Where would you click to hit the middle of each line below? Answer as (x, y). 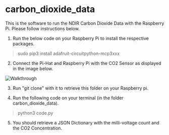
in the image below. (33, 69)
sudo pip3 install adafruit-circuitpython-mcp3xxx (69, 53)
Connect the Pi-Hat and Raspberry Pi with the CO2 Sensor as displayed (87, 63)
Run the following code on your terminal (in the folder (68, 98)
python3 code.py (35, 113)
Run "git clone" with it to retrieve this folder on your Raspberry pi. (80, 88)
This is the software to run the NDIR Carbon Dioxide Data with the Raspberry (85, 23)
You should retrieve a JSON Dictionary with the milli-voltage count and (86, 122)
